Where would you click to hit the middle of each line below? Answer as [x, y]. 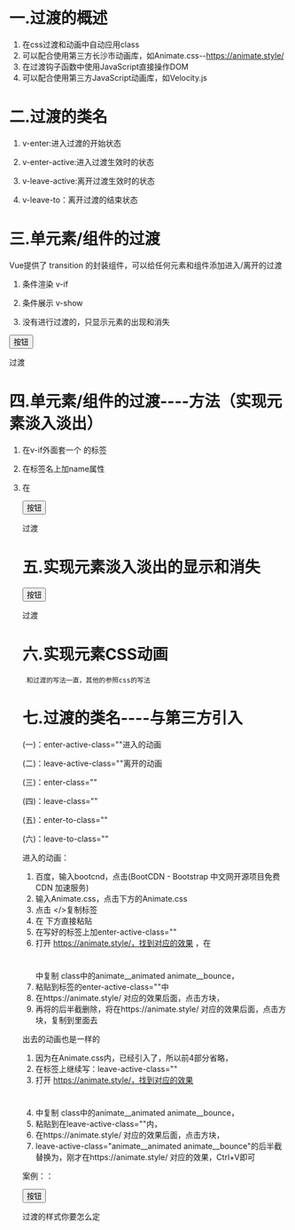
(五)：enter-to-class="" [65, 820]
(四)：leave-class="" [60, 800]
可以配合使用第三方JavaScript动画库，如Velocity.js [115, 77]
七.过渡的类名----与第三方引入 [132, 717]
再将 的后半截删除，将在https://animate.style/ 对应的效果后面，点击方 [161, 1009]
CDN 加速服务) [62, 887]
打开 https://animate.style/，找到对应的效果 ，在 [123, 942]
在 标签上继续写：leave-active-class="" [106, 1068]
